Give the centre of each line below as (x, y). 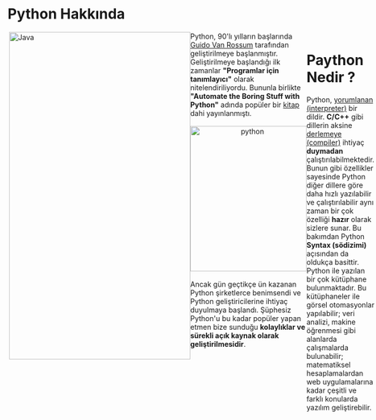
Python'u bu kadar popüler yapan (246, 318)
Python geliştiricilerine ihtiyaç (239, 301)
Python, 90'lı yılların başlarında (242, 36)
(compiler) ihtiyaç (335, 142)
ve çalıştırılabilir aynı (340, 202)
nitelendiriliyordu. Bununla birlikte (246, 87)
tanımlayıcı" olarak (222, 79)
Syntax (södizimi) (337, 245)
